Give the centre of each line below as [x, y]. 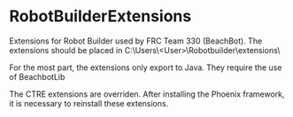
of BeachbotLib [37, 76]
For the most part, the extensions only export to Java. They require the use [146, 67]
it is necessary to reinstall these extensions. [89, 103]
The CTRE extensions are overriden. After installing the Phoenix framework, [147, 94]
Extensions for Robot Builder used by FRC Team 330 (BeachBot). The [136, 41]
